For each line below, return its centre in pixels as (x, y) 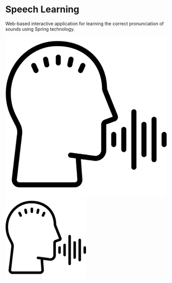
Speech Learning (42, 9)
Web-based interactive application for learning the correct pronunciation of (84, 24)
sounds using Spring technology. (40, 29)
